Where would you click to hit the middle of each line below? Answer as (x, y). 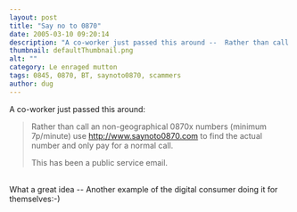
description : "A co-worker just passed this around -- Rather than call (149, 42)
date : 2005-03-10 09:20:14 (59, 34)
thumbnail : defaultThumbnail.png (71, 51)
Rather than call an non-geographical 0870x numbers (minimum (149, 126)
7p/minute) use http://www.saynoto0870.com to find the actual (147, 135)
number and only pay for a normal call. (102, 145)
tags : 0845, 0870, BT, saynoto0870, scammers (95, 76)
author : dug (31, 84)
